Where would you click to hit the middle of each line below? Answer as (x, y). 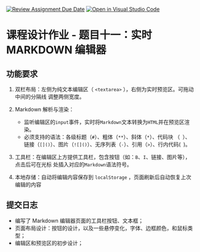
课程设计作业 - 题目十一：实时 (79, 35)
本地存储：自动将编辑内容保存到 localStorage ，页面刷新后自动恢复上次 (103, 177)
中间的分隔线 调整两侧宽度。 (50, 97)
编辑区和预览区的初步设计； (49, 243)
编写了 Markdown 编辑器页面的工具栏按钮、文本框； (79, 220)
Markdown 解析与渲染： (44, 109)
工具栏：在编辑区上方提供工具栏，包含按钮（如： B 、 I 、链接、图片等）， (103, 157)
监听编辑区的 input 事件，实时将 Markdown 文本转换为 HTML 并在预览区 (104, 122)
